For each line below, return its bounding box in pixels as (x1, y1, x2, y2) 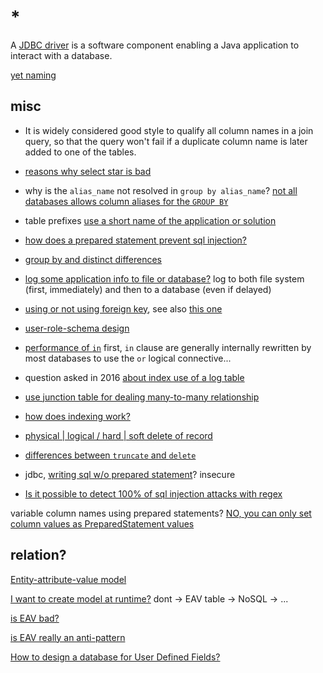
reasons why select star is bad (24, 165, 152, 177)
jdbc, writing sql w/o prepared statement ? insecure (24, 468, 236, 480)
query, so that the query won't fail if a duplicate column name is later (24, 135, 308, 147)
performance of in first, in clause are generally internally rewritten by (24, 341, 312, 353)
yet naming (10, 69, 57, 81)
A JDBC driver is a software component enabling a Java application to (10, 39, 300, 51)
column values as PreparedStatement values (10, 517, 195, 530)
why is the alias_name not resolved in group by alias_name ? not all (24, 184, 298, 196)
